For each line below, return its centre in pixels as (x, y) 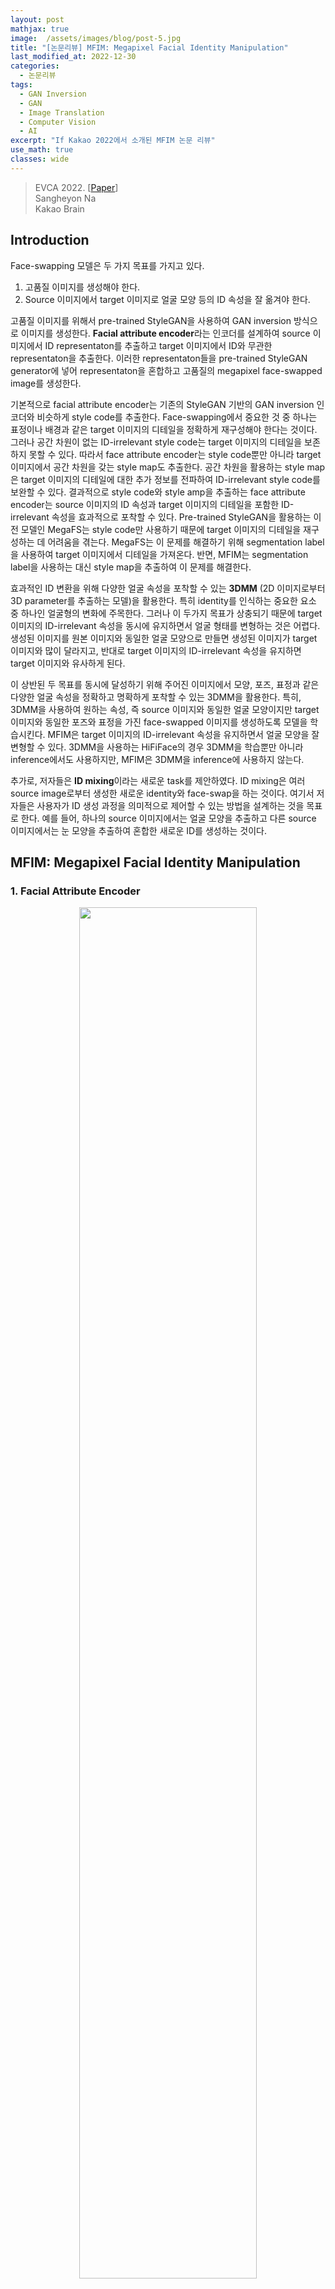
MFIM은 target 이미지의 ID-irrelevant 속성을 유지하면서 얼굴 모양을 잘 (183, 734)
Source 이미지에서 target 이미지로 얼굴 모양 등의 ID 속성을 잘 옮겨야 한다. (167, 299)
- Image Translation (62, 112)
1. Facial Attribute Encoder (75, 891)
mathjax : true (40, 29)
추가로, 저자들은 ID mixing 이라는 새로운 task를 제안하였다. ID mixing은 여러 (158, 780)
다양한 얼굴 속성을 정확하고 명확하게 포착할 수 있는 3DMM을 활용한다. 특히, (156, 697)
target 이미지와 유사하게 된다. (68, 663)
